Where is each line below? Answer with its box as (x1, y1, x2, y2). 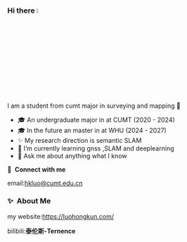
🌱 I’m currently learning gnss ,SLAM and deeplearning (17, 144, 174, 153)
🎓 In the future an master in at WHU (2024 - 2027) (17, 126, 167, 134)
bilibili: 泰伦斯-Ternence (7, 227, 76, 235)
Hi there (7, 6, 35, 15)
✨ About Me (7, 196, 51, 206)
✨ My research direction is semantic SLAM (17, 136, 142, 144)
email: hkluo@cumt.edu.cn (7, 179, 83, 187)
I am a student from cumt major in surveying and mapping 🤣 (7, 101, 181, 110)
